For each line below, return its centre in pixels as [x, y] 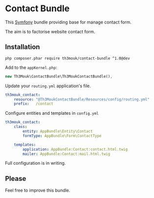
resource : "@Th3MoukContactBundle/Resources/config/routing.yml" [82, 99]
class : [21, 127]
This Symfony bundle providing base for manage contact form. [68, 22]
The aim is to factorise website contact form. [50, 31]
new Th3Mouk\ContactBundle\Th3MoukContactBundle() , [59, 76]
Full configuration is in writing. [35, 163]
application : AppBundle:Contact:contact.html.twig [75, 149]
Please [16, 179]
